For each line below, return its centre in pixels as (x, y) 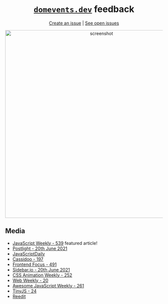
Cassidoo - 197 (28, 259)
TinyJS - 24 (24, 291)
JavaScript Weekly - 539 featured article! (55, 243)
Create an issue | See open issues (84, 23)
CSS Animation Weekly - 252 (42, 275)
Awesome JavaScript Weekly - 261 (48, 285)
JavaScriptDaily (28, 253)
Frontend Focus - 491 (34, 264)
